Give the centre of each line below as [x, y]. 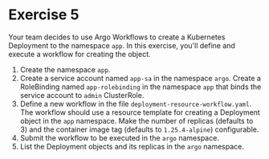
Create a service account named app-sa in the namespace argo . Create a [140, 78]
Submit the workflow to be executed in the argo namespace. [119, 137]
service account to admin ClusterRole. [82, 95]
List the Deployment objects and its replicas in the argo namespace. [132, 146]
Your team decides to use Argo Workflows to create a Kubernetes [117, 37]
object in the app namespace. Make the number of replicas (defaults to [137, 120]
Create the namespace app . [65, 69]
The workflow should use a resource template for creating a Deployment [140, 112]
